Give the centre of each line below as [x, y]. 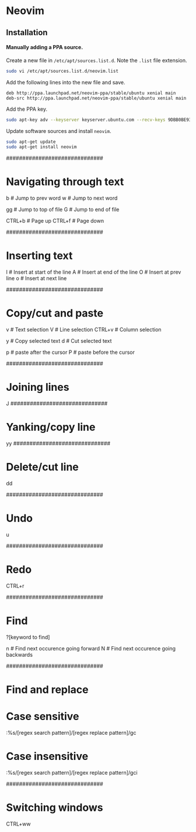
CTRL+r [15, 586]
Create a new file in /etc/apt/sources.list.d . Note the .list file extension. [97, 60]
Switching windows [55, 807]
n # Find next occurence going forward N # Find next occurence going [91, 648]
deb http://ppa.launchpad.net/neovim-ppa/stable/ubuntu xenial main [91, 93]
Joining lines [38, 387]
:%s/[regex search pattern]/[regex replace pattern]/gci [72, 772]
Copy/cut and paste [55, 313]
